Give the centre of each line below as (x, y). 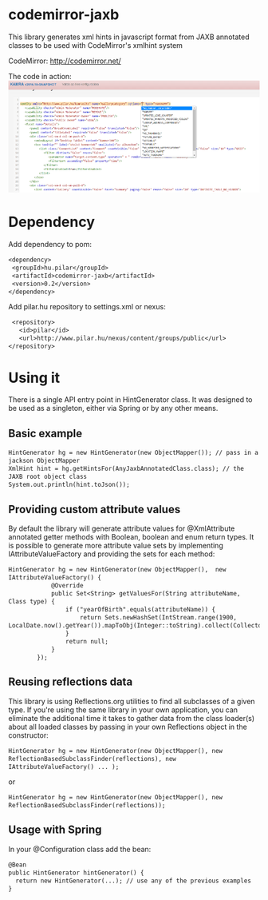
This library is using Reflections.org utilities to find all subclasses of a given (132, 701)
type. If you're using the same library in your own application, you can (123, 710)
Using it (34, 378)
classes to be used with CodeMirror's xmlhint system (96, 45)
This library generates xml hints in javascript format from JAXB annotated (129, 37)
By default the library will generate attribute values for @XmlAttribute (122, 528)
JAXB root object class (48, 477)
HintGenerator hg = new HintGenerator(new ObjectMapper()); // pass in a (134, 453)
